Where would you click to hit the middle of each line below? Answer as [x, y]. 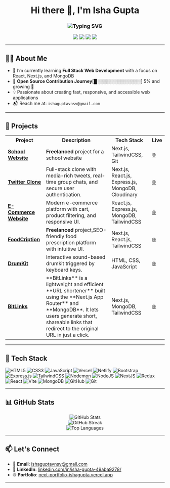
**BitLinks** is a [67, 278]
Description [76, 140]
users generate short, [71, 316]
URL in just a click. [68, 335]
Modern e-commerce [72, 203]
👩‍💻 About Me [26, 58]
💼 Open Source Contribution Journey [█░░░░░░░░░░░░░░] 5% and [86, 81]
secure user [60, 188]
